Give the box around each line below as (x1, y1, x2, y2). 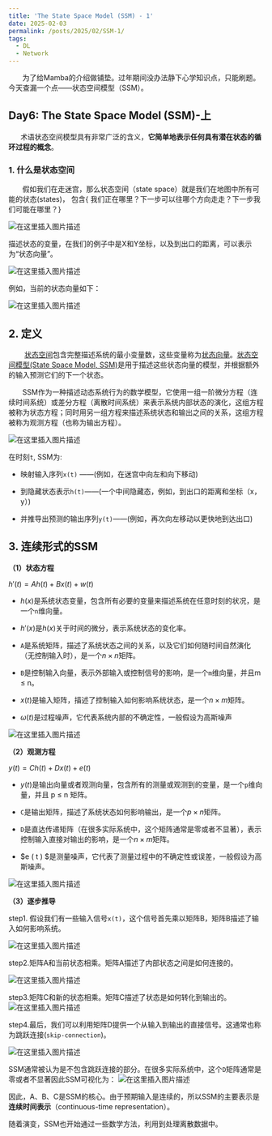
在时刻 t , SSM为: (8, 451, 62, 462)
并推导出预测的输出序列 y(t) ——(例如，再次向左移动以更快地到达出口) (19, 514, 253, 523)
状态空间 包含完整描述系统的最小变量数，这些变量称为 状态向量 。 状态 (23, 349, 252, 359)
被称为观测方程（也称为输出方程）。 (8, 417, 125, 427)
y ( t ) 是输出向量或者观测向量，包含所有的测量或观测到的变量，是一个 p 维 (19, 779, 256, 789)
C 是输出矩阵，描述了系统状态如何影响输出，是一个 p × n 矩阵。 (19, 807, 226, 817)
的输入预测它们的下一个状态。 (8, 369, 108, 379)
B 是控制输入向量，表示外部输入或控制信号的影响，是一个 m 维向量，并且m (19, 668, 261, 677)
